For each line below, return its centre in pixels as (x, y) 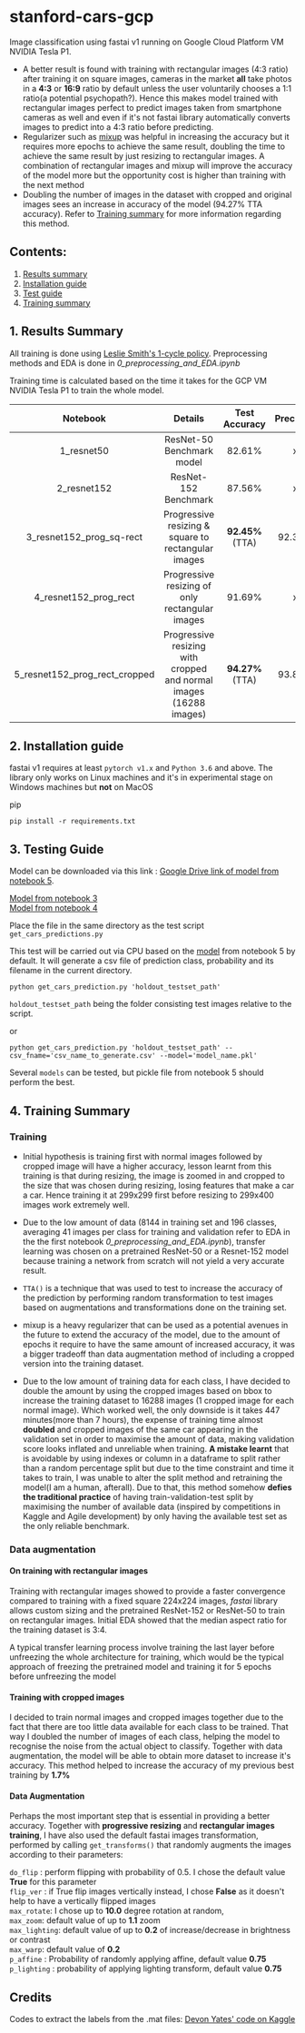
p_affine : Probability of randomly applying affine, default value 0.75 (138, 1959)
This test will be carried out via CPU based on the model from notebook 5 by (152, 952)
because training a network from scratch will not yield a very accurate (153, 1260)
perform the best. (42, 1082)
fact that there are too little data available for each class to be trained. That (149, 1727)
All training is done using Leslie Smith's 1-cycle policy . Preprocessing (138, 353)
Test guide (42, 293)
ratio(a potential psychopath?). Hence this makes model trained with (150, 98)
